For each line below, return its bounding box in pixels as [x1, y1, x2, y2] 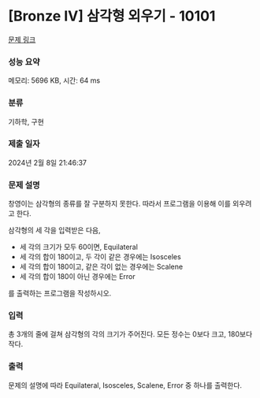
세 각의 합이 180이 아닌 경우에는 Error [19, 272, 136, 281]
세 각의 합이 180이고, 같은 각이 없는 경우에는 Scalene [19, 262, 184, 272]
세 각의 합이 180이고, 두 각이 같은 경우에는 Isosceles [19, 252, 181, 262]
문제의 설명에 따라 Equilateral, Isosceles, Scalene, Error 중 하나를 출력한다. [8, 380, 243, 390]
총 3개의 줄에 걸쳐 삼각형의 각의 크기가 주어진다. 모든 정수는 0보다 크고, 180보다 [8, 329, 253, 339]
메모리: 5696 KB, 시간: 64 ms [8, 76, 101, 85]
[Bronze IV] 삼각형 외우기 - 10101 [8, 7, 216, 25]
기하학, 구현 [8, 117, 45, 126]
